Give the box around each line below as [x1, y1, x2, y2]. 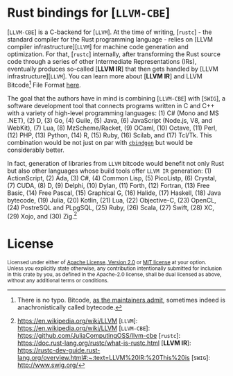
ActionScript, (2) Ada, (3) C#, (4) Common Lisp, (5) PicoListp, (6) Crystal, [7, 173, 217, 182]
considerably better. [7, 146, 64, 154]
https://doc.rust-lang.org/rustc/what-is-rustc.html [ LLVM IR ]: [17, 339, 191, 348]
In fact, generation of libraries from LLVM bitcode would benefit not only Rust [7, 159, 224, 167]
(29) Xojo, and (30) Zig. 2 [7, 210, 78, 220]
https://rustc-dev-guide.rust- [17, 346, 101, 354]
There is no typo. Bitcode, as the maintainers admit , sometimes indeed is [17, 296, 225, 305]
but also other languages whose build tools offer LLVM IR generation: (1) [7, 166, 212, 175]
